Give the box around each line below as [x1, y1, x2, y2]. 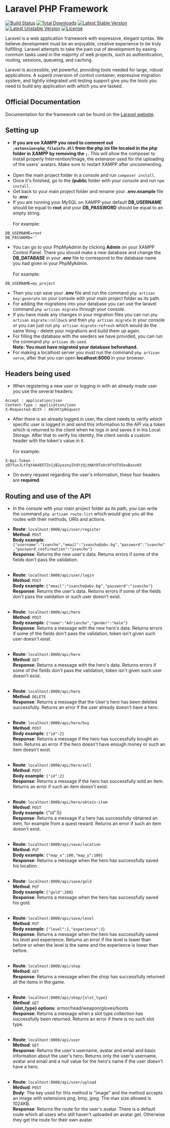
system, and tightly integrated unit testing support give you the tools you [5, 77, 157, 84]
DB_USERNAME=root [5, 230, 42, 236]
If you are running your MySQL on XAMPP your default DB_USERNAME [12, 199, 162, 205]
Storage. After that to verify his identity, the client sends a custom [12, 432, 150, 438]
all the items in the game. [12, 979, 65, 985]
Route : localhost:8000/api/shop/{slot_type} [12, 994, 108, 1001]
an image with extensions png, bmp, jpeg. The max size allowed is [12, 1095, 151, 1102]
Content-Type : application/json [5, 403, 76, 408]
